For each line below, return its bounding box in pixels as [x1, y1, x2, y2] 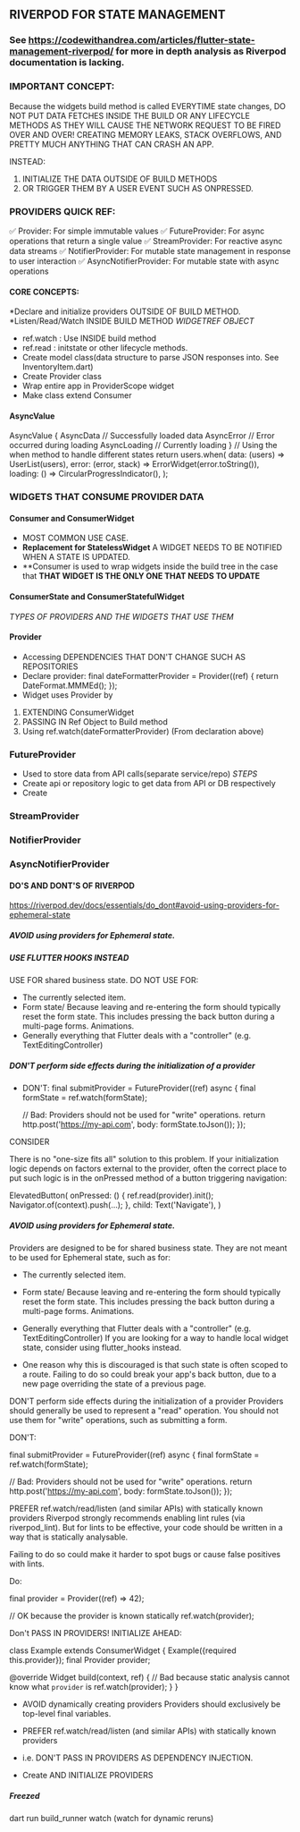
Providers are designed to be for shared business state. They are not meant [9, 1243, 287, 1253]
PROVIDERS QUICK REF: [9, 205, 116, 217]
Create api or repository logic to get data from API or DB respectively [21, 778, 277, 789]
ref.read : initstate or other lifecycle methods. [21, 343, 188, 353]
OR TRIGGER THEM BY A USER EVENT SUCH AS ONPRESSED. [21, 182, 254, 193]
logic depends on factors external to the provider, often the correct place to [9, 1163, 287, 1175]
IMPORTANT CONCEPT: [9, 81, 115, 93]
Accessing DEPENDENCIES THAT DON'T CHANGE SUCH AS [21, 651, 246, 662]
